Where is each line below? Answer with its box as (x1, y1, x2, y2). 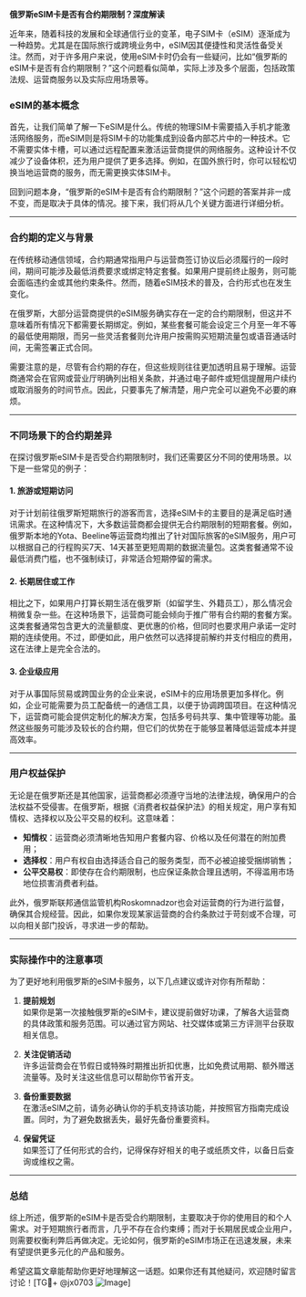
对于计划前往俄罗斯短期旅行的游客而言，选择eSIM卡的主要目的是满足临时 (9, 507, 284, 518)
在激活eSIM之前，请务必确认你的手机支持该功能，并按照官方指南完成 (22, 1103, 282, 1114)
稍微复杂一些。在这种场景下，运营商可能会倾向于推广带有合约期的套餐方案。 (9, 609, 297, 620)
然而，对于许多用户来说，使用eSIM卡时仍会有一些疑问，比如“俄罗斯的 (25, 51, 288, 62)
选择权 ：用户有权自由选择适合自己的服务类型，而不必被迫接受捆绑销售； (22, 854, 294, 865)
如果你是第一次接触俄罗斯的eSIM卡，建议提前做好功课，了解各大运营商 (22, 1007, 290, 1018)
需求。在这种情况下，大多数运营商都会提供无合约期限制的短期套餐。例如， (16, 519, 297, 530)
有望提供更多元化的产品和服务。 (9, 1246, 129, 1258)
